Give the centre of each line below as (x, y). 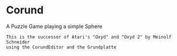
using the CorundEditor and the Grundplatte (61, 47)
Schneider (18, 42)
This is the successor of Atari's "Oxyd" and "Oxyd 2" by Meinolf (89, 37)
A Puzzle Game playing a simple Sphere (54, 26)
